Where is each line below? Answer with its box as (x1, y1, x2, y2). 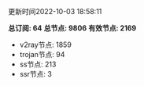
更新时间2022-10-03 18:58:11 (8, 7, 102, 16)
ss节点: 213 (19, 59, 57, 69)
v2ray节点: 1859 (19, 40, 72, 49)
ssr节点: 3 (19, 70, 53, 78)
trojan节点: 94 (19, 50, 65, 59)
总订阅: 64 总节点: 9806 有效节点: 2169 (8, 23, 137, 33)
